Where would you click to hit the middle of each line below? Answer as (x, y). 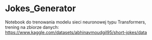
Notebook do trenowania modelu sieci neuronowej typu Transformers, (76, 22)
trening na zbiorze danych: (32, 27)
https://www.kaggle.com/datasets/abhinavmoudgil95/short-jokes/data (76, 32)
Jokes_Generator (41, 9)
